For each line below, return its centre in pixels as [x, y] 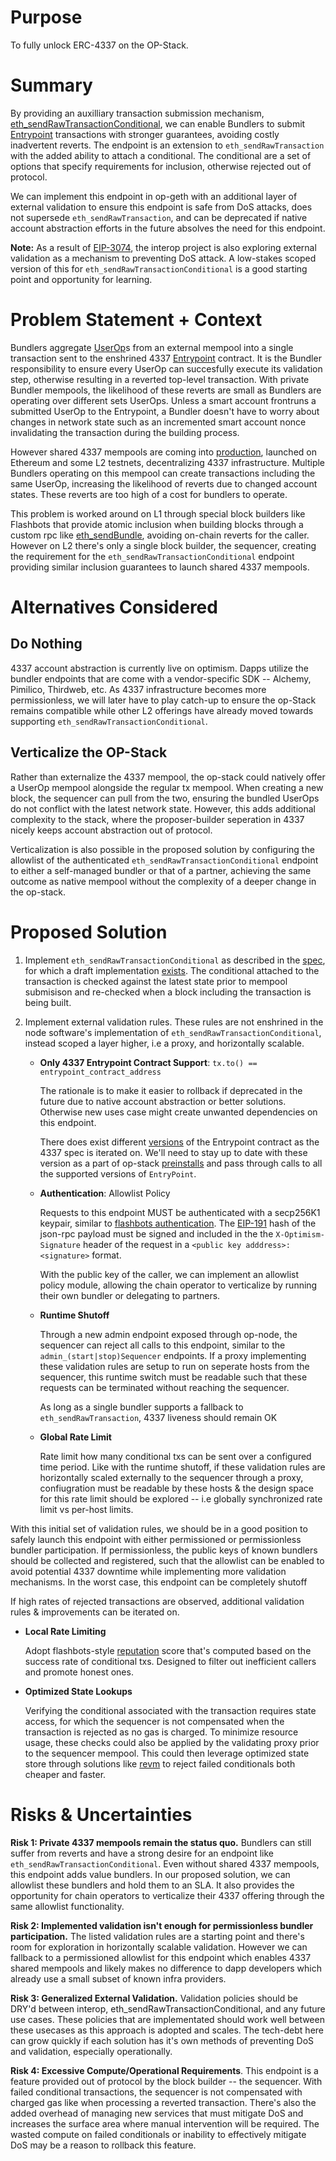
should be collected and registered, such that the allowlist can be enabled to [167, 1560]
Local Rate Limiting [65, 1631]
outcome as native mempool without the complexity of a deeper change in [163, 881]
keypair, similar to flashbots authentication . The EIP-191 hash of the [178, 1223]
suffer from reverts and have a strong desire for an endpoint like [142, 1853]
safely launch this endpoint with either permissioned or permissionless [156, 1539]
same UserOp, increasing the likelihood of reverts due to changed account [164, 483]
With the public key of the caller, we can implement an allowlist [169, 1274]
